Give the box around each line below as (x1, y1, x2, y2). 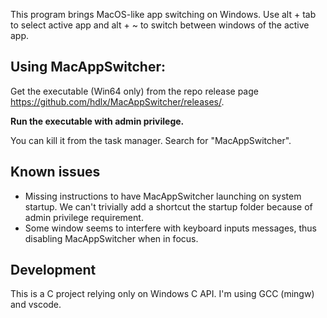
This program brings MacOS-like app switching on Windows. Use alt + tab (10, 9, 317, 20)
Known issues (10, 164, 101, 181)
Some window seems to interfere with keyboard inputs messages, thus (24, 222, 318, 234)
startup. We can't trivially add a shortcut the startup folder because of (24, 200, 313, 213)
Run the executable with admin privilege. (10, 115, 185, 127)
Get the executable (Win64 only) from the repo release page (10, 85, 259, 97)
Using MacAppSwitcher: (10, 59, 166, 76)
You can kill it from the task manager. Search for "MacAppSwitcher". (10, 134, 292, 146)
